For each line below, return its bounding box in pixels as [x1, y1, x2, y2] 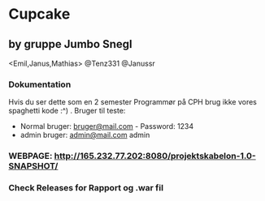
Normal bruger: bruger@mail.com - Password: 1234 [20, 122, 194, 131]
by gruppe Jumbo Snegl [8, 37, 132, 51]
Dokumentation [8, 79, 72, 90]
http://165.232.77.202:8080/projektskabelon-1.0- [54, 151, 256, 162]
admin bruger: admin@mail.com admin [20, 130, 150, 140]
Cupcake [8, 5, 71, 24]
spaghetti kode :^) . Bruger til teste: [8, 106, 126, 116]
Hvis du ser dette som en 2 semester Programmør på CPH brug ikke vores [8, 97, 258, 107]
